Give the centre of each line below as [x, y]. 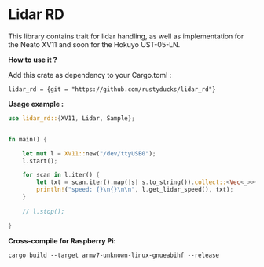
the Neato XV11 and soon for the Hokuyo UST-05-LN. [94, 44]
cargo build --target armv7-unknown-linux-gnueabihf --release [114, 255]
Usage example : [36, 104]
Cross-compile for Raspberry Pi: [62, 240]
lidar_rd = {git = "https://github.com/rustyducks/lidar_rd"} [112, 89]
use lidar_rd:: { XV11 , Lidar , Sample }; [71, 118]
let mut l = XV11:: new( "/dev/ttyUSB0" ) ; [89, 154]
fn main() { [27, 139]
